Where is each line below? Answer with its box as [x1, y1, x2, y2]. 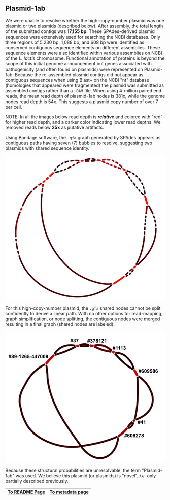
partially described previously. [5, 478, 69, 484]
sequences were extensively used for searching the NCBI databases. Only [5, 34, 161, 40]
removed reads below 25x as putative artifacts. [5, 124, 104, 130]
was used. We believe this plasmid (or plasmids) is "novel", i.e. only [15, 472, 156, 479]
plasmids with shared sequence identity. [5, 145, 90, 151]
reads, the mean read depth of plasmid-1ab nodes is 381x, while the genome [5, 93, 165, 99]
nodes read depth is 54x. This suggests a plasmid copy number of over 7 [5, 98, 158, 105]
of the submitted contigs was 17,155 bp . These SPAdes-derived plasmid [5, 28, 155, 35]
